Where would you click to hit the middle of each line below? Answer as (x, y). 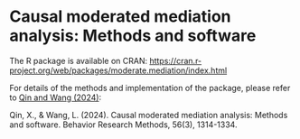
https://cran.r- (175, 60)
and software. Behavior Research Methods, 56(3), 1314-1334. (123, 125)
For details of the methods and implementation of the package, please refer (150, 88)
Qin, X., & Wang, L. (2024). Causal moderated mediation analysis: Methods (149, 115)
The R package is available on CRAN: (78, 60)
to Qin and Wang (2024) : (56, 97)
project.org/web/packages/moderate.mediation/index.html (118, 70)
